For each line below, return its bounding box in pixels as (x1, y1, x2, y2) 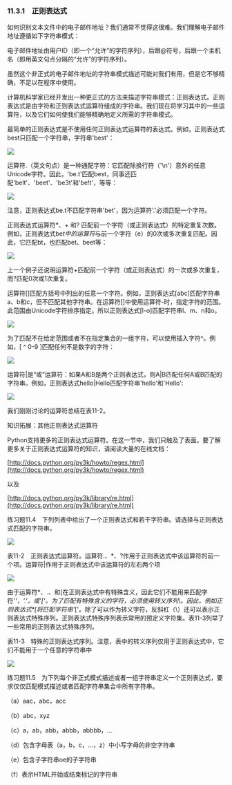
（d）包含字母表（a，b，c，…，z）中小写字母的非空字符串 (7, 741, 175, 749)
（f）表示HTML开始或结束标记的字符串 (7, 770, 118, 779)
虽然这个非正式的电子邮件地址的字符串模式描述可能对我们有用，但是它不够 (7, 70, 219, 78)
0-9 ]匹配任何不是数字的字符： (27, 343, 115, 351)
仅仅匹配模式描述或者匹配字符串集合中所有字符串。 (12, 682, 159, 690)
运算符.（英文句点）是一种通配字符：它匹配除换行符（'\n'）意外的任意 (7, 161, 206, 170)
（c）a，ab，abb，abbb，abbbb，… (7, 726, 113, 735)
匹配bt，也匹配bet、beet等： (25, 238, 108, 247)
